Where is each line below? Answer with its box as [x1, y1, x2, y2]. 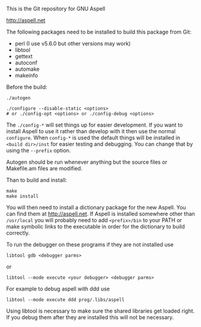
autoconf [14, 59, 38, 66]
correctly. [6, 229, 30, 236]
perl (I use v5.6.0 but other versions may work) [14, 40, 131, 47]
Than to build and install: [6, 176, 67, 184]
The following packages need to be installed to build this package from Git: [6, 28, 192, 35]
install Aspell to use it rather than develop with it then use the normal [6, 128, 176, 134]
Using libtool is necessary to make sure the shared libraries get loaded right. [6, 307, 195, 314]
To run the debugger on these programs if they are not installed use [6, 241, 174, 248]
